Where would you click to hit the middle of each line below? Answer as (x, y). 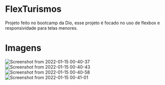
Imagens (23, 48)
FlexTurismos (33, 9)
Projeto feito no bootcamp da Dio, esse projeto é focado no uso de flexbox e (82, 23)
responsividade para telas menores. (41, 28)
